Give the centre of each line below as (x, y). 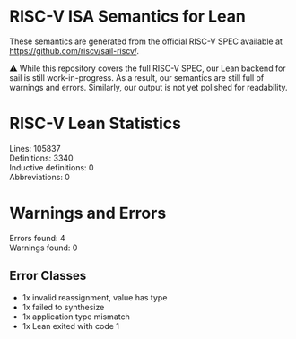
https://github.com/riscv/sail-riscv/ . (74, 50)
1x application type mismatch (76, 317)
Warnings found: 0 (44, 248)
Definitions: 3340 (41, 158)
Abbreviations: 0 (39, 177)
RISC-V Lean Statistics (96, 124)
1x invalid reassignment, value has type (95, 297)
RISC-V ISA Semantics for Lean (128, 17)
